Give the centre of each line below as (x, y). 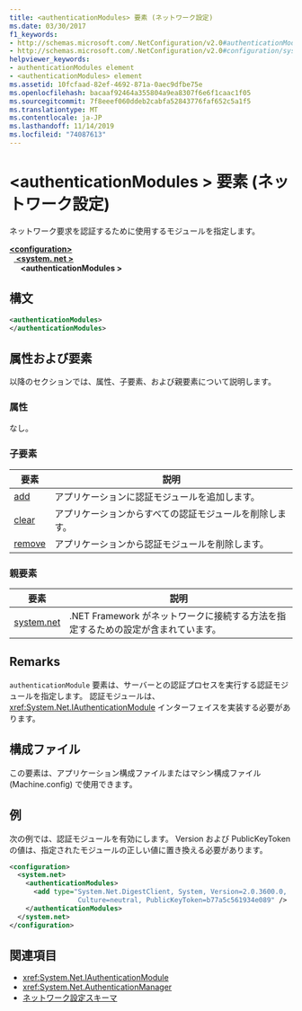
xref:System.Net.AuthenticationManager (97, 987)
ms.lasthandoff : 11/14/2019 (62, 127)
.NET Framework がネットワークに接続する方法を (173, 616)
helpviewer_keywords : (50, 59)
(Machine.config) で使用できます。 (73, 784)
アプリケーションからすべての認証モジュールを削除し (166, 513)
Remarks (35, 662)
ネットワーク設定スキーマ (70, 998)
